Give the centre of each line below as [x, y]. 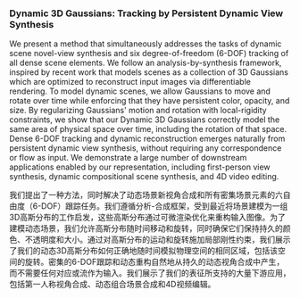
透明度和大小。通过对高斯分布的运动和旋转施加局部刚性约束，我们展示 [162, 240]
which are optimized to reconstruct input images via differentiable [130, 82]
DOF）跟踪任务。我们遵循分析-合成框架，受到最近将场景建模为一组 [165, 206]
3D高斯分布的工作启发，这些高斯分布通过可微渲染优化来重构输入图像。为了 [147, 218]
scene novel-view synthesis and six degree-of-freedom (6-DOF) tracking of [149, 54]
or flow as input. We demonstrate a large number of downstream [128, 158]
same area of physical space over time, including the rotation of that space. [148, 129]
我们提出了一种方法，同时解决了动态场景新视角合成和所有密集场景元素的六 [146, 195]
